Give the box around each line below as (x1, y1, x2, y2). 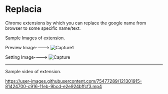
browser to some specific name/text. (5, 25, 81, 31)
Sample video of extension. (5, 68, 61, 74)
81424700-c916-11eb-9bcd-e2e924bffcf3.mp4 (5, 83, 102, 89)
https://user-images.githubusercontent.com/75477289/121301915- (5, 78, 142, 84)
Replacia (5, 3, 42, 15)
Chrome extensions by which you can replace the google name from (5, 20, 146, 26)
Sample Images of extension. (5, 35, 65, 41)
